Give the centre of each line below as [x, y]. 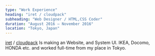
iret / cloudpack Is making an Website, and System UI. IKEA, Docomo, [77, 42]
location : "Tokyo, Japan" [32, 28]
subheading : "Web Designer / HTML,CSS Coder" [54, 19]
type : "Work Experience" [31, 10]
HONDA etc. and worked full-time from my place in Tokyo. [66, 48]
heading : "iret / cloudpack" [36, 14]
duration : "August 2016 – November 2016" [49, 24]
